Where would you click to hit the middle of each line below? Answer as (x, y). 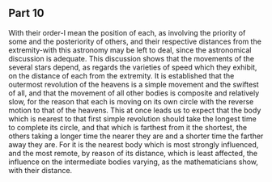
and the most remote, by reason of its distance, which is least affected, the (133, 153)
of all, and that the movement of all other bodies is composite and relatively (134, 93)
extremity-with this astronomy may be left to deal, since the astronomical (130, 50)
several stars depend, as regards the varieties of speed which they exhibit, (133, 67)
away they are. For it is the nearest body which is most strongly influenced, (134, 144)
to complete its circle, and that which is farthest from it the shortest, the (128, 127)
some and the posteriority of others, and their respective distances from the (135, 41)
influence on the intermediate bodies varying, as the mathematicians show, (134, 162)
